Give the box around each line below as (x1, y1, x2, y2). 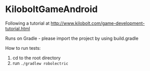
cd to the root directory (12, 54, 61, 61)
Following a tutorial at (5, 20, 50, 26)
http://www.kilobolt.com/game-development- (50, 20, 145, 26)
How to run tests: (5, 45, 41, 51)
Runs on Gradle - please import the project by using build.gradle (5, 35, 138, 41)
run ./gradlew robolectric (12, 60, 68, 66)
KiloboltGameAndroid (5, 4, 98, 15)
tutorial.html (5, 25, 30, 31)
